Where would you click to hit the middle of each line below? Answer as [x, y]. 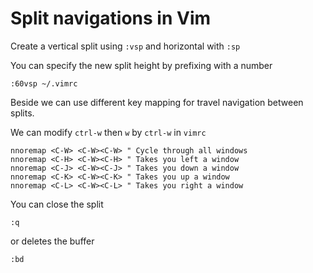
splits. [22, 113]
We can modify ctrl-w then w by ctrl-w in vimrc [108, 132]
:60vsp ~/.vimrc [44, 83]
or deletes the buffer [52, 241]
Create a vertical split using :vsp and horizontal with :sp [125, 46]
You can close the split [57, 204]
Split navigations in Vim [111, 18]
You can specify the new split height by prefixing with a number [141, 65]
